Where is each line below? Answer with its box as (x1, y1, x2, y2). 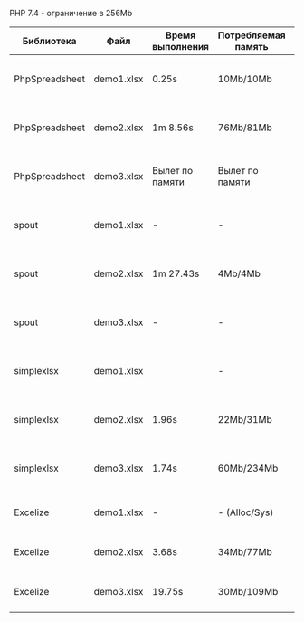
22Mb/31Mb (217, 414, 273, 426)
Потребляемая (217, 29, 286, 42)
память (234, 41, 269, 53)
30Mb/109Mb (217, 586, 279, 598)
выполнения (152, 41, 210, 53)
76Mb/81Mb (217, 121, 273, 134)
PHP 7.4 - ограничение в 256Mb (9, 8, 133, 18)
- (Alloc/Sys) (217, 506, 274, 519)
